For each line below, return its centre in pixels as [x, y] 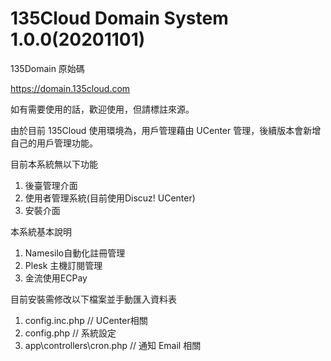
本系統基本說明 [41, 231]
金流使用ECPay [56, 278]
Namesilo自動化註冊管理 [75, 253]
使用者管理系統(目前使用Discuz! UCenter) [110, 198]
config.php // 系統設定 [70, 333]
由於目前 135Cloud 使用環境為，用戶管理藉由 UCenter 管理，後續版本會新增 [166, 130]
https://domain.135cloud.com [70, 88]
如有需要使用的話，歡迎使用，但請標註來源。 [102, 109]
